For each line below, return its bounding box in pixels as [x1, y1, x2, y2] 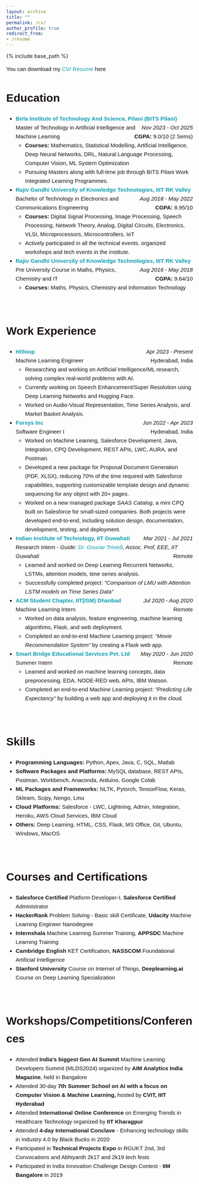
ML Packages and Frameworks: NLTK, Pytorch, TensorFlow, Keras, [15, 786, 186, 793]
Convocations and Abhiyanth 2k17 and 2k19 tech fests [15, 1154, 150, 1161]
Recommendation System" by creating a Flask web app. [25, 641, 163, 649]
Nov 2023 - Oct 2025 [141, 124, 193, 131]
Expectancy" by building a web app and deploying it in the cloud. [25, 695, 184, 702]
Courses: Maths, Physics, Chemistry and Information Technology [25, 284, 187, 291]
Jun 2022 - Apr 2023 [142, 419, 193, 427]
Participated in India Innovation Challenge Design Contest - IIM [15, 1163, 171, 1170]
